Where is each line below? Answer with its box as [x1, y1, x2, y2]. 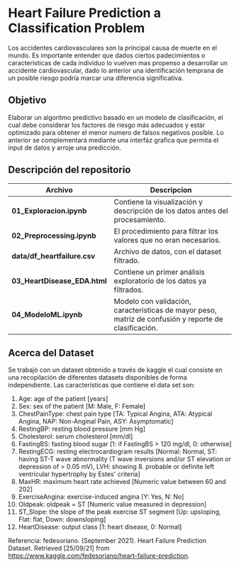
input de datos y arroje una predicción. [8, 143, 121, 152]
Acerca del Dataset [8, 346, 94, 359]
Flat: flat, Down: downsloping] [18, 515, 106, 524]
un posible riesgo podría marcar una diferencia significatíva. [8, 73, 184, 82]
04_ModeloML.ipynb [11, 309, 83, 319]
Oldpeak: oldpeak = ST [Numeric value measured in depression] [18, 500, 207, 509]
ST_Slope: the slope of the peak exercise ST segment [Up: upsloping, [18, 507, 221, 516]
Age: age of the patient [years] [18, 395, 109, 403]
